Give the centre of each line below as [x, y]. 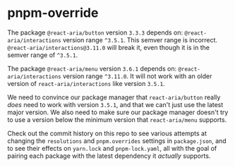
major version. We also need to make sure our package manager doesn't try [118, 112]
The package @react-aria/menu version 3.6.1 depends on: [92, 68]
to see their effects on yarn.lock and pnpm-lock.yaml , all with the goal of [112, 148]
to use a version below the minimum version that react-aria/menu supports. [117, 119]
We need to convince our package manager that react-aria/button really [114, 97]
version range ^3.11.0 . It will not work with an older [137, 76]
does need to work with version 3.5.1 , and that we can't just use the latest [115, 104]
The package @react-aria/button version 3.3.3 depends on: [95, 32]
